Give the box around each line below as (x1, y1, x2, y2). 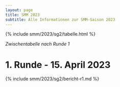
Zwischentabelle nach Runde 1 (5, 41, 70, 47)
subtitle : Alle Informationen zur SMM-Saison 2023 (5, 17, 115, 22)
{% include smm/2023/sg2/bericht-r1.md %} (5, 76, 100, 82)
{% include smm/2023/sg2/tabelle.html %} (5, 31, 96, 37)
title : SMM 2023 (5, 12, 40, 17)
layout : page (5, 7, 33, 13)
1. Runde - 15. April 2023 (5, 59, 111, 71)
